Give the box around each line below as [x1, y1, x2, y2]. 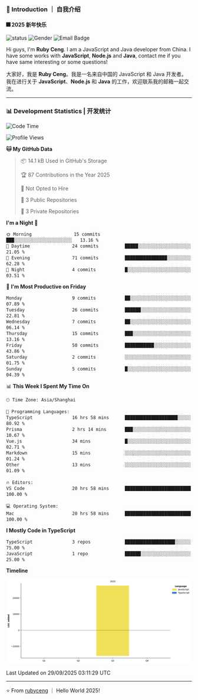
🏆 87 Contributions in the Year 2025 [20, 171, 110, 178]
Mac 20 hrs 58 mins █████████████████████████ [6, 511, 192, 517]
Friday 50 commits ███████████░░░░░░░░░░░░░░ [6, 342, 192, 349]
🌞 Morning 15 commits [6, 231, 101, 237]
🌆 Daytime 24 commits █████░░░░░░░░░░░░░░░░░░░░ [6, 243, 192, 249]
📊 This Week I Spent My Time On [6, 382, 90, 390]
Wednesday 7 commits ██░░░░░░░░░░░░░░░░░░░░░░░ [6, 319, 192, 325]
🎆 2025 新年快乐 [6, 21, 47, 28]
